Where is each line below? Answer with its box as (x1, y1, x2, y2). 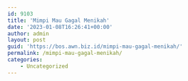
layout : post (7, 37, 46, 44)
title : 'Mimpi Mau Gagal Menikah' (7, 17, 110, 24)
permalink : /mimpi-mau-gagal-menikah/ (7, 50, 122, 57)
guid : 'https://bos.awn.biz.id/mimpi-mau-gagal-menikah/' (7, 43, 183, 50)
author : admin (7, 30, 50, 37)
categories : (7, 56, 43, 63)
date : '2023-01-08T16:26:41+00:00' (7, 23, 113, 30)
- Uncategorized (20, 63, 69, 70)
